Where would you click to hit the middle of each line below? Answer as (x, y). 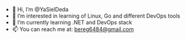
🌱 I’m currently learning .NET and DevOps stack (72, 22)
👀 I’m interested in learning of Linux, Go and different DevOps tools (96, 16)
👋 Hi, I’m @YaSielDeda (40, 9)
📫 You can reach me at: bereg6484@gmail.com (73, 29)
